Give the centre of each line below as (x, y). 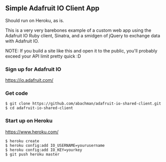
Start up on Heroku (29, 121)
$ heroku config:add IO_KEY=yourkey (44, 150)
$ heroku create (22, 141)
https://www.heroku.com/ (32, 132)
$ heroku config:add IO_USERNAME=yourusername (55, 145)
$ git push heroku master (32, 154)
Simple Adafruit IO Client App (52, 8)
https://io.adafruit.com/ (30, 80)
